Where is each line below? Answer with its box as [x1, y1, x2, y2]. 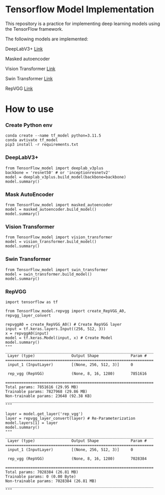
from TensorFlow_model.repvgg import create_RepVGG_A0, [5, 308, 126, 313]
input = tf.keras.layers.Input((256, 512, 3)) [5, 326, 106, 331]
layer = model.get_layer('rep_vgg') [5, 411, 83, 416]
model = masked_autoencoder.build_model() [5, 207, 97, 212]
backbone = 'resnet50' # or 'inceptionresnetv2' [5, 170, 111, 175]
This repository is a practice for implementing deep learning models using [5, 20, 160, 27]
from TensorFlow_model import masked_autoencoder [5, 202, 113, 208]
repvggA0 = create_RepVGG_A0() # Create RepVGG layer [5, 322, 122, 327]
